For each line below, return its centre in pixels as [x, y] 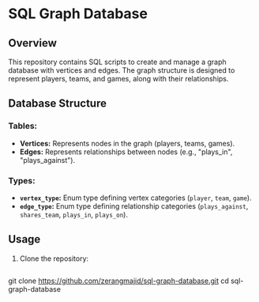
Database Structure [57, 104]
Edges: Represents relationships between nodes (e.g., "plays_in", [126, 152]
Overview [33, 43]
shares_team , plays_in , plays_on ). [74, 214]
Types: [22, 180]
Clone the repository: [54, 259]
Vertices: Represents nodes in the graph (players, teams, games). [127, 143]
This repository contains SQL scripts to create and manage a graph [117, 62]
